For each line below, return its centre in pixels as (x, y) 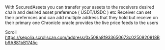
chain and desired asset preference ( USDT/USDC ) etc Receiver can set (78, 12)
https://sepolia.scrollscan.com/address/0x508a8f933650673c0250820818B (82, 37)
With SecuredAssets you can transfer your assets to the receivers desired (80, 7)
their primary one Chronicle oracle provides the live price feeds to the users (82, 23)
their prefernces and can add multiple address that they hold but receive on (82, 17)
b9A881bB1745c (21, 43)
